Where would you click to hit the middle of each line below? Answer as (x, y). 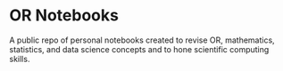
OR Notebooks (64, 16)
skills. (20, 59)
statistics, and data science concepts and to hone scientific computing (139, 49)
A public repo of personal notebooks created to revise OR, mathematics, (142, 40)
